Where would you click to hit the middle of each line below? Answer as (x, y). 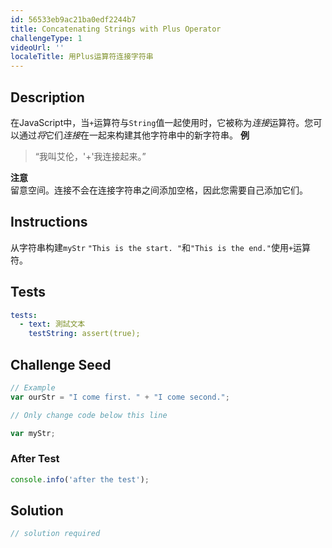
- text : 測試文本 (52, 324)
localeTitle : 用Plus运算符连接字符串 (82, 57)
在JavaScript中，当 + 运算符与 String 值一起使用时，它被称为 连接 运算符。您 (162, 122)
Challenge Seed (61, 364)
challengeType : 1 (46, 38)
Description (47, 97)
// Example (33, 388)
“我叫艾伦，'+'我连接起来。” (90, 156)
